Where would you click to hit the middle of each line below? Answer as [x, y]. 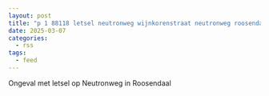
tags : [17, 53]
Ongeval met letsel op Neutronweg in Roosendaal [90, 83]
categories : [28, 38]
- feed [26, 61]
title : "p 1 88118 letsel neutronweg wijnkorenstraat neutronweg [119, 23]
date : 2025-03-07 [37, 30]
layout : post [30, 16]
